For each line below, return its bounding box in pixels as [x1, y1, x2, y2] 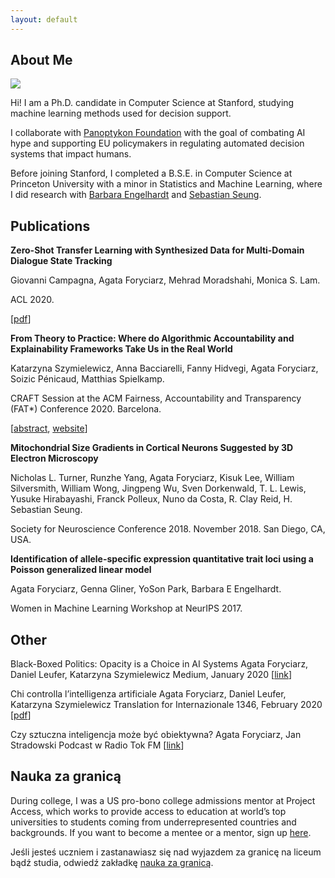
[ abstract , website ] [10, 422, 88, 435]
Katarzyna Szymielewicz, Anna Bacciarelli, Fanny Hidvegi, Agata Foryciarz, [10, 362, 319, 375]
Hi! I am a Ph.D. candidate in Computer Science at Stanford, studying [10, 97, 295, 109]
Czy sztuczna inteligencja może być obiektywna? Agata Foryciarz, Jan [10, 729, 302, 741]
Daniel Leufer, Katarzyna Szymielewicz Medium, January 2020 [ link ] [10, 669, 292, 681]
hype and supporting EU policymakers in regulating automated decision [10, 137, 305, 150]
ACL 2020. [10, 294, 55, 306]
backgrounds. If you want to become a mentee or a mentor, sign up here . [10, 826, 312, 838]
